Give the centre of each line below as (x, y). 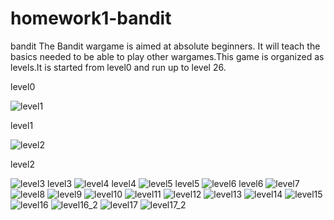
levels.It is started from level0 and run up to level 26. (118, 67)
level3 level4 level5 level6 (155, 183)
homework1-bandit (91, 18)
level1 (22, 125)
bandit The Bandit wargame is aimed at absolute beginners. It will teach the (165, 46)
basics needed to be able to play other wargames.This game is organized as (167, 56)
